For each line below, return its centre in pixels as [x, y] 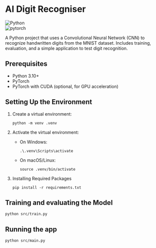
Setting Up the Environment [49, 102]
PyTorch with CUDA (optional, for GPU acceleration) [65, 86]
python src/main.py [25, 241]
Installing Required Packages [42, 178]
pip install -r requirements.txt [47, 187]
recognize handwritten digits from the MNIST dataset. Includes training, [78, 43]
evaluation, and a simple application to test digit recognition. [66, 48]
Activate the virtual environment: [46, 132]
